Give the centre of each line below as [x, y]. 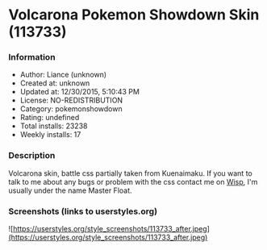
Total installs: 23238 [54, 126]
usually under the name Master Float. [70, 190]
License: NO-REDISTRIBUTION [71, 100]
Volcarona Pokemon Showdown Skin [134, 15]
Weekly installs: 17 [50, 135]
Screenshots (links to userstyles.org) [83, 211]
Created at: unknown [55, 83]
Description [32, 156]
